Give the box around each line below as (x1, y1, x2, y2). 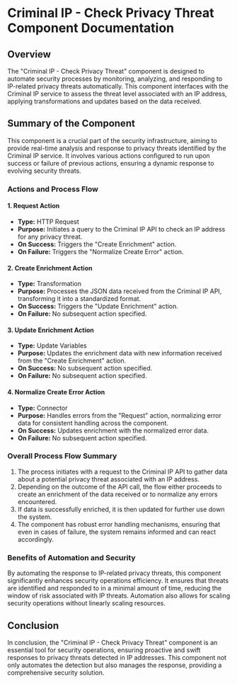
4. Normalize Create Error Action (7, 387, 105, 396)
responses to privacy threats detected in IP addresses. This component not (7, 653, 227, 661)
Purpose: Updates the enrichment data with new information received (17, 349, 222, 358)
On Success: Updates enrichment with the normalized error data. (17, 426, 209, 435)
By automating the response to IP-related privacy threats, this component (7, 569, 221, 578)
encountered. (17, 497, 57, 506)
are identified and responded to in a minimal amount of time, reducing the (7, 584, 221, 593)
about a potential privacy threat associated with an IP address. (17, 474, 200, 483)
